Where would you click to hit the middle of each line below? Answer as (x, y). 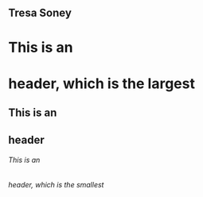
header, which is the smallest (56, 184)
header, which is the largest (101, 83)
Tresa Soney (40, 13)
